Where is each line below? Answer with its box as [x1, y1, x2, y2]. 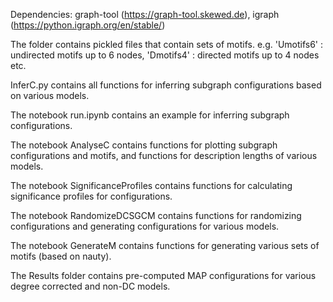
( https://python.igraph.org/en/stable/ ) [10, 19, 166, 31]
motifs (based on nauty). [10, 250, 112, 262]
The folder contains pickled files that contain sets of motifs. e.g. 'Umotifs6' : [10, 39, 324, 50]
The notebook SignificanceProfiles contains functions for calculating [10, 180, 293, 191]
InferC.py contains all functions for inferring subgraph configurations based [10, 79, 322, 91]
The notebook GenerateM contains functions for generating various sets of [10, 240, 320, 251]
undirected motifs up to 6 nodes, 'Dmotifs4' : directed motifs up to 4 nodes [10, 49, 320, 61]
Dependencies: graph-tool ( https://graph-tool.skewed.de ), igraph [10, 9, 280, 20]
